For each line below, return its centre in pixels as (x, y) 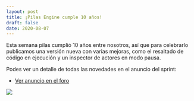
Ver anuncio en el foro (42, 81)
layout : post (22, 12)
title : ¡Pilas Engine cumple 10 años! (54, 17)
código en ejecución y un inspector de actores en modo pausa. (84, 58)
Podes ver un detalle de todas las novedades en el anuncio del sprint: (91, 70)
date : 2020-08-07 (28, 28)
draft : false (22, 23)
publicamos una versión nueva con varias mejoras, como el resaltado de (95, 52)
